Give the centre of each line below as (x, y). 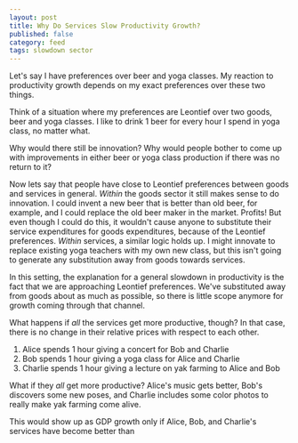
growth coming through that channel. (77, 306)
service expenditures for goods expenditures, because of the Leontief (137, 231)
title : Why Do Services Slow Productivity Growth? (105, 26)
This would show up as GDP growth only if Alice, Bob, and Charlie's (133, 422)
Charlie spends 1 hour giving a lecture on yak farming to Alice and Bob (151, 368)
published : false (41, 34)
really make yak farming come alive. (75, 405)
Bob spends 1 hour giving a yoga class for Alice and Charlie (131, 359)
